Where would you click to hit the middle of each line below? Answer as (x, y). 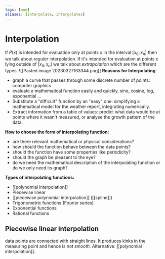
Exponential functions (34, 208)
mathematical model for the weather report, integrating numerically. (81, 106)
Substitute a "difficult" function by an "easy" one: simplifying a (76, 102)
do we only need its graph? (40, 168)
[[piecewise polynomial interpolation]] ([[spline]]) (62, 198)
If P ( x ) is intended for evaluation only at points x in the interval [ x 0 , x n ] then (81, 53)
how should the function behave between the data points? (71, 147)
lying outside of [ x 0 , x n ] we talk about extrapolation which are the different (81, 65)
